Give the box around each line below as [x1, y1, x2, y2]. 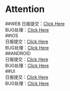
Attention [5, 3, 45, 15]
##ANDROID [5, 50, 31, 56]
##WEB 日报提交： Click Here [5, 20, 65, 26]
